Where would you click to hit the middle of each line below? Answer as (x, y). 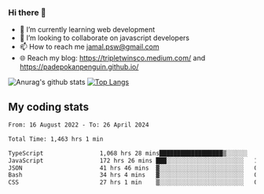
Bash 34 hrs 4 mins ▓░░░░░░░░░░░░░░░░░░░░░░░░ (126, 175)
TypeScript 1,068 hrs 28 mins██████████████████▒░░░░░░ (128, 153)
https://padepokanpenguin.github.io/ (79, 67)
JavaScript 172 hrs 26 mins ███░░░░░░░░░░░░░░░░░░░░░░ (126, 160)
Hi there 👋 (27, 13)
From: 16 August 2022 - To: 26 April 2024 (79, 125)
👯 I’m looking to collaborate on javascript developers (104, 38)
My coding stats (48, 106)
